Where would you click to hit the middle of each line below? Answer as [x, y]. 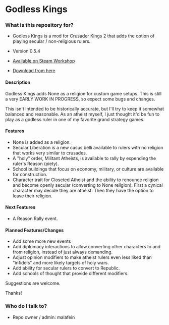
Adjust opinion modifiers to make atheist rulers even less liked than [82, 257]
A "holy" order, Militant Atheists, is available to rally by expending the [84, 158]
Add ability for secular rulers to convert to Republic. [66, 268]
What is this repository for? [40, 25]
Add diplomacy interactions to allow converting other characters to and [86, 247]
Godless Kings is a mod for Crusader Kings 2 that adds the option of [83, 36]
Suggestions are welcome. [33, 283]
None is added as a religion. [42, 142]
